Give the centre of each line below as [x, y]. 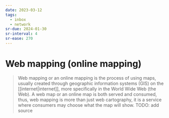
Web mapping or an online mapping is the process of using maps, [87, 78]
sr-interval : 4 [21, 34]
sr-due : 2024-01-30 [26, 29]
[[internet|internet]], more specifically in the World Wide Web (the [87, 89]
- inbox [18, 19]
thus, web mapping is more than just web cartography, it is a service [90, 100]
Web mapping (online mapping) [74, 64]
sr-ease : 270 [19, 39]
